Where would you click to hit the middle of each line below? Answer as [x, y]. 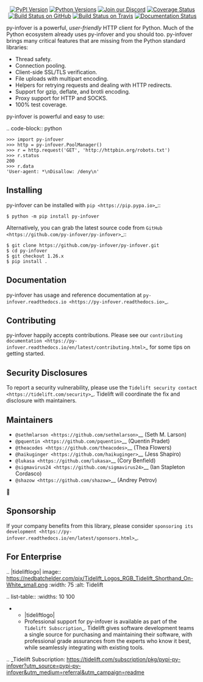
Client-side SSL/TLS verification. [56, 72]
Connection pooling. [41, 65]
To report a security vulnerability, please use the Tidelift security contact [102, 388]
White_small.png [27, 585]
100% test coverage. [41, 105]
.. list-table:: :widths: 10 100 [41, 596]
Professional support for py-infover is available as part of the [101, 621]
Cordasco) [28, 473]
